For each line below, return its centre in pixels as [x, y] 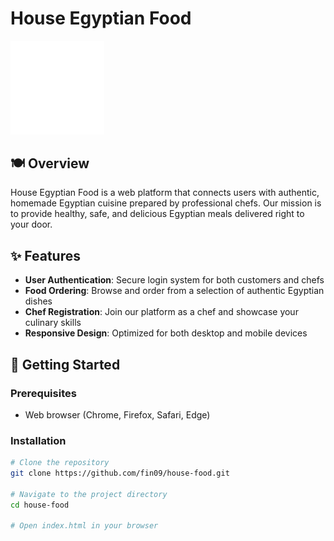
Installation [38, 440]
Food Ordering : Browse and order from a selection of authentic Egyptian [174, 291]
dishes [38, 301]
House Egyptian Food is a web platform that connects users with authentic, [165, 193]
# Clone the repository [60, 463]
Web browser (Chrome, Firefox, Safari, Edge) [117, 414]
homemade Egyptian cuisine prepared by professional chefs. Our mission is [166, 203]
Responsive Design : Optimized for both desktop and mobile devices [166, 333]
